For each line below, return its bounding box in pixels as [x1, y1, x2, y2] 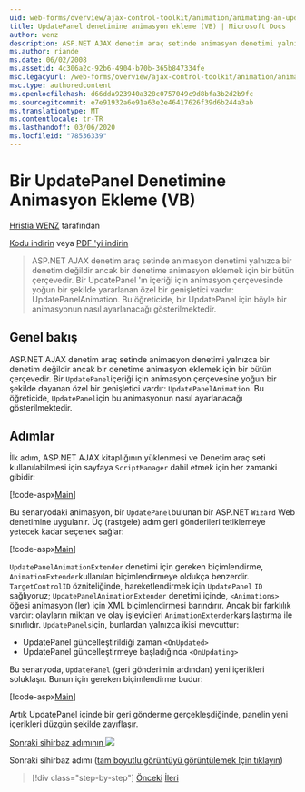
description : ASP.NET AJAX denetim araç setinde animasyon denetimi [9, 38, 274, 48]
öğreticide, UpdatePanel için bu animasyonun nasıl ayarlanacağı [9, 392, 243, 403]
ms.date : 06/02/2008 [9, 55, 88, 64]
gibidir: [9, 471, 36, 482]
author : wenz [9, 30, 59, 39]
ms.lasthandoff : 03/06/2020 [9, 124, 116, 133]
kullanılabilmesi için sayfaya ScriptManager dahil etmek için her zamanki [9, 462, 278, 473]
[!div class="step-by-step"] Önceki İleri [31, 773, 179, 784]
